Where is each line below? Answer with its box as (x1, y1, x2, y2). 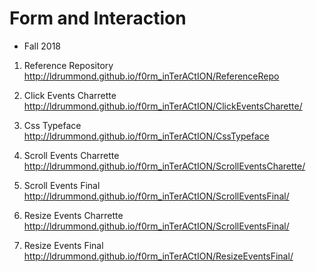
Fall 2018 (23, 40, 62, 52)
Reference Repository (23, 59, 114, 71)
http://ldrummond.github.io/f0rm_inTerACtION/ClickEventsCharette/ (23, 100, 303, 112)
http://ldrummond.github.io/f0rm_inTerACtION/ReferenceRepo (23, 70, 280, 82)
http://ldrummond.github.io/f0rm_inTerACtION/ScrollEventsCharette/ (23, 160, 306, 172)
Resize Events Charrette (23, 209, 124, 221)
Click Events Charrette (23, 89, 117, 101)
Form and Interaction (9, 7, 187, 30)
